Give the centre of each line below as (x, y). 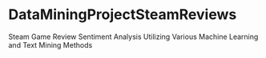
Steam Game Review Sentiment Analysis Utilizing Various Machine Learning (133, 37)
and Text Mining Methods (50, 44)
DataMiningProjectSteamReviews (123, 15)
